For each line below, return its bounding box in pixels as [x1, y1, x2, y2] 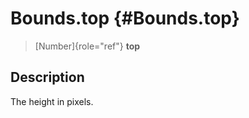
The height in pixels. [10, 95, 94, 107]
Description [10, 69, 85, 86]
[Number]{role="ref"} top [34, 40, 141, 52]
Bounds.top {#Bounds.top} [10, 7, 240, 30]
